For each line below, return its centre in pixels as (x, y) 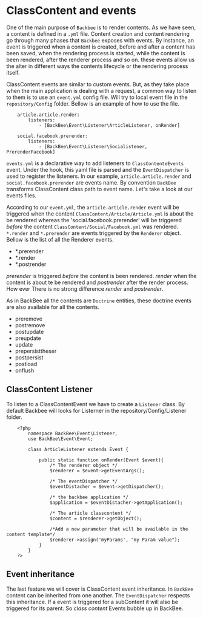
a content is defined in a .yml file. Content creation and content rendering (98, 33)
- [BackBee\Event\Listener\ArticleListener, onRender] (109, 125)
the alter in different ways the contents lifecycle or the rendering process (97, 66)
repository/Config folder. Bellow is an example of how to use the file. (93, 103)
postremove (30, 325)
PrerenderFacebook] (31, 152)
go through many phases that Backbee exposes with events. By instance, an (100, 40)
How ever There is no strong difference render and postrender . (85, 288)
